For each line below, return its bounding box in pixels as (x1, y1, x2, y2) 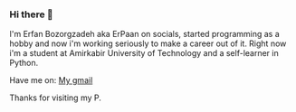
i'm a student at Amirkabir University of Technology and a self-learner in (9, 48, 279, 59)
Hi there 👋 (9, 8, 54, 21)
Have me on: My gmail (9, 75, 93, 86)
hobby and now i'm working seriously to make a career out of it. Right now (9, 38, 287, 49)
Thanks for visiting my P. (9, 92, 102, 103)
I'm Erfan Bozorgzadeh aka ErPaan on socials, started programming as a (9, 29, 281, 40)
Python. (9, 58, 39, 69)
